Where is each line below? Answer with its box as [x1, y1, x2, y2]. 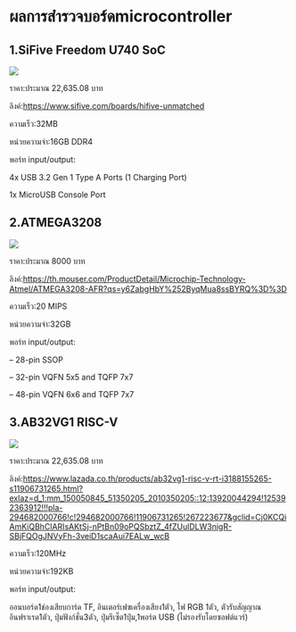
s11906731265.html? [9, 483, 83, 494]
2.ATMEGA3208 [9, 215, 103, 230]
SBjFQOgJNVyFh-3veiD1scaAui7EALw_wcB [9, 530, 170, 541]
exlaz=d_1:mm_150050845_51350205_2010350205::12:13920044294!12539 [9, 493, 286, 503]
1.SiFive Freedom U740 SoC [9, 42, 167, 57]
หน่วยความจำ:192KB [9, 565, 74, 577]
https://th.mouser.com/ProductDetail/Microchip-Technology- [22, 273, 247, 284]
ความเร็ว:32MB [9, 119, 58, 129]
